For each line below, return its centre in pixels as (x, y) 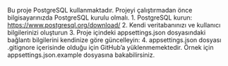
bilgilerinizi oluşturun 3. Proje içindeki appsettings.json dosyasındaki (107, 32)
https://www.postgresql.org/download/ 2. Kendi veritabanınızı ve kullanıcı (114, 25)
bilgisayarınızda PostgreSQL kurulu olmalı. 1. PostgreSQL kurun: (100, 18)
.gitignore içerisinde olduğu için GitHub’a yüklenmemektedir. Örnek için (110, 47)
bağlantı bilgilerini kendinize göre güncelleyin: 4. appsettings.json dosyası (114, 40)
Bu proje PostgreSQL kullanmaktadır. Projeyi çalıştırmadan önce (100, 10)
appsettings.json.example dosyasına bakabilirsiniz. (81, 55)
